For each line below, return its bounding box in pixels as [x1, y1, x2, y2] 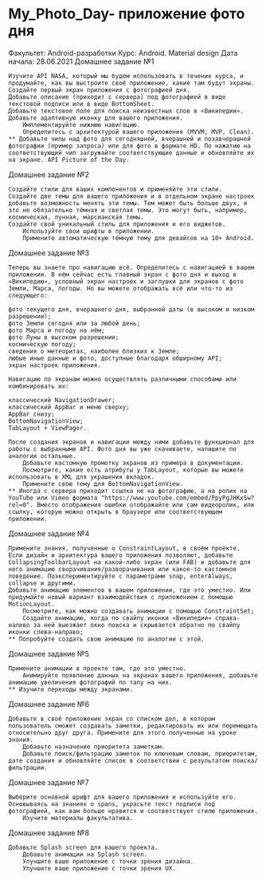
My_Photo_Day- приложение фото [8, 5, 245, 23]
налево [8, 621, 30, 629]
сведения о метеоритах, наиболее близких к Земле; [8, 347, 180, 355]
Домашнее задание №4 [8, 528, 90, 539]
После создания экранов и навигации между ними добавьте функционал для [8, 438, 255, 446]
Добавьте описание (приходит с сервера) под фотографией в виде [8, 93, 226, 101]
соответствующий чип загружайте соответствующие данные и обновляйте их [8, 148, 255, 156]
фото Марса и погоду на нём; [8, 326, 105, 334]
